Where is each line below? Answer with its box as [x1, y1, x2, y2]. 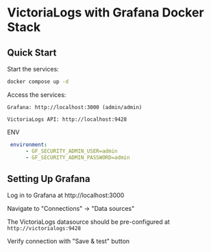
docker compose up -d [7, 78, 69, 85]
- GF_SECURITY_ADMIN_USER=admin [25, 148, 118, 154]
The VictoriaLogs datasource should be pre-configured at [7, 218, 170, 226]
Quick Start [7, 47, 57, 58]
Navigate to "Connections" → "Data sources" [7, 205, 135, 213]
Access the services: [7, 91, 66, 99]
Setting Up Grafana [7, 173, 90, 185]
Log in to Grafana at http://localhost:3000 [7, 191, 125, 200]
